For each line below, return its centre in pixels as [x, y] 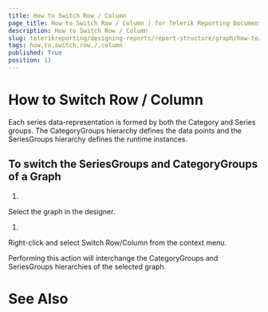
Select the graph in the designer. [62, 211]
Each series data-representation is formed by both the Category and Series [132, 122]
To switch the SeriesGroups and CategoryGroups [133, 164]
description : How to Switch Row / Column [78, 30]
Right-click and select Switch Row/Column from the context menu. [118, 242]
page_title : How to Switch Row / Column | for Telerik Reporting [119, 23]
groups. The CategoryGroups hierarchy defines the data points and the [125, 130]
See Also [38, 299]
